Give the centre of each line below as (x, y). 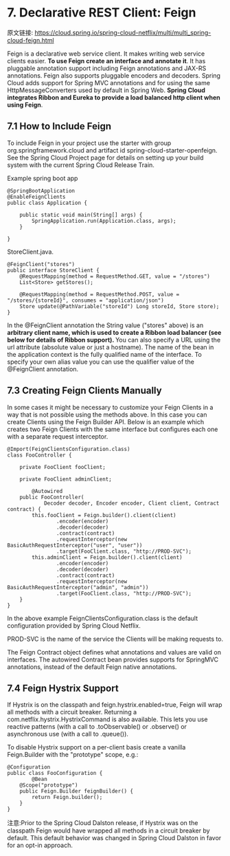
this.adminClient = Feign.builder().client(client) (107, 557)
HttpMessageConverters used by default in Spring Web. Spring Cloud (106, 90)
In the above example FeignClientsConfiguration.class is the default (103, 618)
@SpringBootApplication (41, 190)
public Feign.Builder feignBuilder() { (77, 791)
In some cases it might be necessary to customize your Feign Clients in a (110, 407)
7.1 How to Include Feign (59, 126)
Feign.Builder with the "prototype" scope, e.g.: (73, 755)
